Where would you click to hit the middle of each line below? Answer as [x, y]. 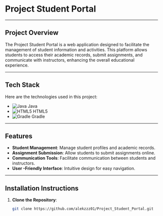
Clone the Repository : [34, 200]
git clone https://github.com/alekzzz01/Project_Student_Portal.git [83, 209]
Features [19, 136]
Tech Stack [22, 85]
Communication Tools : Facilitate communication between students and [84, 158]
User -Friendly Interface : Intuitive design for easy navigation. [74, 168]
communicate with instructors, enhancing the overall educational [70, 60]
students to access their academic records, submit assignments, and [74, 55]
